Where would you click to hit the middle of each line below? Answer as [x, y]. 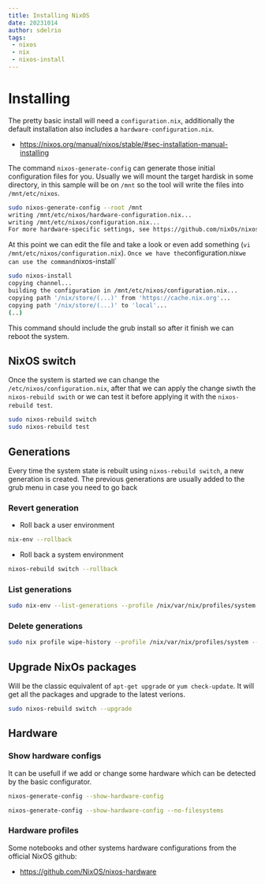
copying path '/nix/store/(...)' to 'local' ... [88, 305]
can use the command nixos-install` [63, 261]
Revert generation [43, 508]
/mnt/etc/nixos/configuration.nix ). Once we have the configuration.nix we [127, 253]
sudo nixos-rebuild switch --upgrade [70, 709]
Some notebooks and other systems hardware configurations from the [122, 848]
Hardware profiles [43, 830]
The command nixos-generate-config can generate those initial [112, 167]
